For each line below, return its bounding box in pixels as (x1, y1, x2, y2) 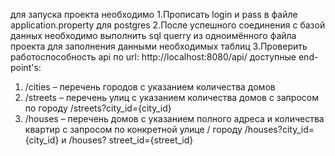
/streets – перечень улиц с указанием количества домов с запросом (24, 92, 319, 103)
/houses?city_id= (244, 124, 315, 135)
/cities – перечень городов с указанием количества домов (24, 81, 276, 93)
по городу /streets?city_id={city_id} (24, 102, 172, 114)
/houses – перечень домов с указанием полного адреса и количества (24, 113, 325, 124)
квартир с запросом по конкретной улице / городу (24, 124, 243, 135)
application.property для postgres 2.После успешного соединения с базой (10, 19, 326, 31)
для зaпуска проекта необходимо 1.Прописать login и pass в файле (10, 9, 298, 20)
